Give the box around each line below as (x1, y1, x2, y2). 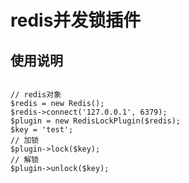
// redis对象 (10, 90, 62, 100)
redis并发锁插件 (10, 9, 142, 32)
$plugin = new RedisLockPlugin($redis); (10, 116, 182, 126)
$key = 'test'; (10, 125, 74, 135)
